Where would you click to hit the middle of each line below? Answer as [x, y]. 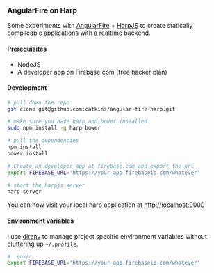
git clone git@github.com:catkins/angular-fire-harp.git [91, 109]
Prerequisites [27, 49]
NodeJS [29, 64]
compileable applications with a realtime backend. [79, 33]
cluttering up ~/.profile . [43, 244]
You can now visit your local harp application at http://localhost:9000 [106, 205]
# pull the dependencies [43, 141]
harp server [24, 192]
